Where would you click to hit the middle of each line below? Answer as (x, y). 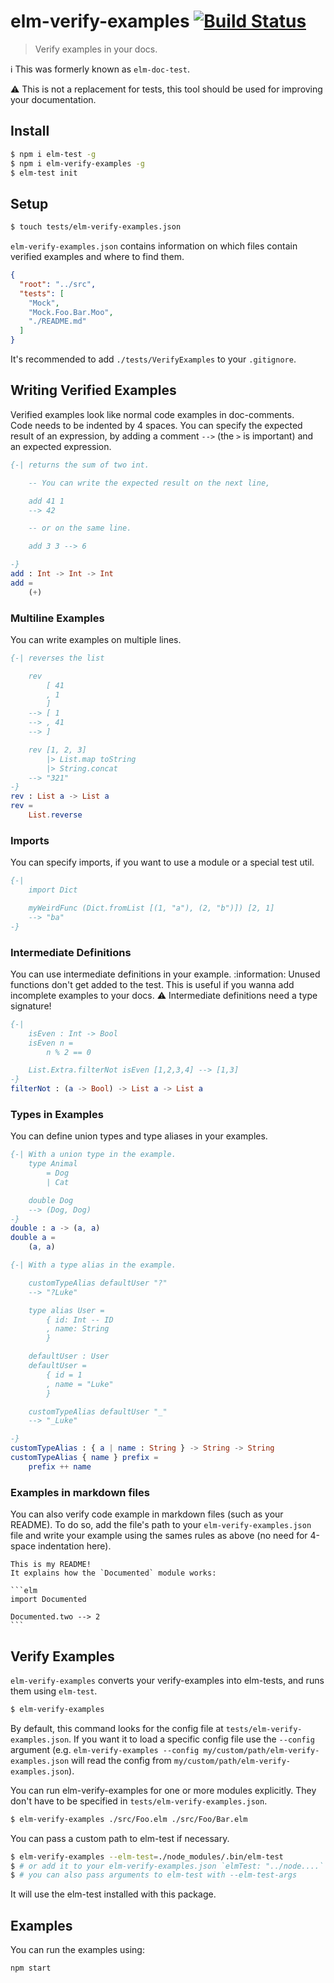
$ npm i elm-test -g (53, 154)
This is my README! (51, 1565)
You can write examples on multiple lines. (96, 639)
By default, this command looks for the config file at (117, 1728)
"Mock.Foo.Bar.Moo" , (71, 312)
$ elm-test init (44, 173)
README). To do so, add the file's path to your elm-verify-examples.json (161, 1525)
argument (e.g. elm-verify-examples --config (105, 1749)
